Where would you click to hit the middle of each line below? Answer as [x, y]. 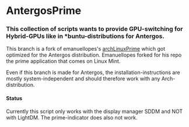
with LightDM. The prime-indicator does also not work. [72, 117]
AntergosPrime [44, 11]
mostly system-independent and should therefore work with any [83, 79]
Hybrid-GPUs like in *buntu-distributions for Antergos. [85, 36]
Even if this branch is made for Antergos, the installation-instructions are [93, 73]
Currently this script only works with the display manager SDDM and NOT [94, 111]
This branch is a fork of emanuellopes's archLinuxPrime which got [86, 49]
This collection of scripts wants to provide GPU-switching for [94, 29]
